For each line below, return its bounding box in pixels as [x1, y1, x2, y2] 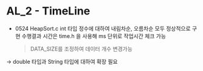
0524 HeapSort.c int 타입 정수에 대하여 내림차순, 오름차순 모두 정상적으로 [15, 25, 191, 32]
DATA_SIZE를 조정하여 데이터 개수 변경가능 [30, 45, 132, 52]
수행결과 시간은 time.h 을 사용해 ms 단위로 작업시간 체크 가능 [21, 32, 166, 40]
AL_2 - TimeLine [6, 4, 91, 18]
